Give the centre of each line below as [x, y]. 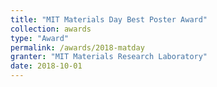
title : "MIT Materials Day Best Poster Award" [109, 19]
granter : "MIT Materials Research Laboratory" [109, 57]
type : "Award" [40, 38]
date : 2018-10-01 [46, 66]
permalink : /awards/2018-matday [77, 47]
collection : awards [51, 29]
